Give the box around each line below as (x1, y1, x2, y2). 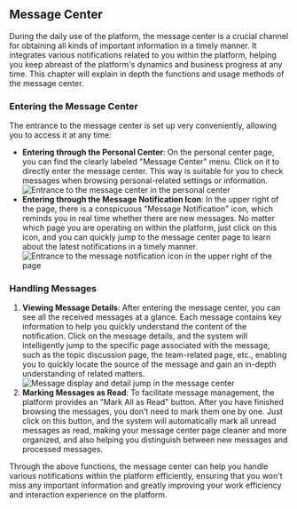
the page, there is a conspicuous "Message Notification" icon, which (21, 203, 273, 214)
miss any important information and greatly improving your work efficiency (9, 480, 282, 491)
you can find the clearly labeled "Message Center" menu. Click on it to (21, 156, 280, 167)
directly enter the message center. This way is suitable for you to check (21, 166, 284, 177)
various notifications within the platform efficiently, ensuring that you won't (9, 471, 284, 481)
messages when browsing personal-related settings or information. (21, 175, 269, 186)
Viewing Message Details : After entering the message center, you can (21, 302, 281, 314)
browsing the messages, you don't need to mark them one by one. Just (21, 406, 284, 417)
